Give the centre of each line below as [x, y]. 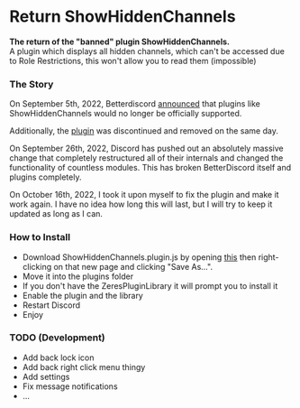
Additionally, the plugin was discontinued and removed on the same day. [144, 131]
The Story [32, 84]
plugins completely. [45, 177]
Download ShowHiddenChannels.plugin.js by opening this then [139, 257]
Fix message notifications [70, 386]
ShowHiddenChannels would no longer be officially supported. [126, 114]
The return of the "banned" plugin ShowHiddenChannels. [119, 42]
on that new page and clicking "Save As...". [133, 266]
